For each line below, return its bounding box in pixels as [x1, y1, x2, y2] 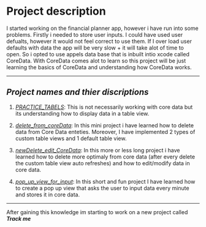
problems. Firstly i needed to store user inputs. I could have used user [6, 31, 183, 38]
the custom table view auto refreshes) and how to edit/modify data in [15, 159, 190, 166]
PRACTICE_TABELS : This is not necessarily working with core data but [15, 103, 193, 111]
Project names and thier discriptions [6, 87, 149, 97]
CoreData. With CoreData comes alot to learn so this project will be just [6, 57, 186, 64]
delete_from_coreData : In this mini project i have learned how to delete [15, 121, 194, 129]
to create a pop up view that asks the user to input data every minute [15, 184, 189, 192]
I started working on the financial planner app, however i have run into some [6, 24, 199, 32]
